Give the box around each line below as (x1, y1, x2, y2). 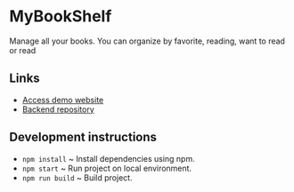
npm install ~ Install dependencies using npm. (21, 153, 195, 164)
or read (9, 44, 37, 55)
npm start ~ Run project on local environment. (21, 163, 192, 173)
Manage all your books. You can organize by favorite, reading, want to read (9, 36, 285, 46)
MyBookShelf (9, 6, 112, 27)
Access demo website (21, 94, 104, 105)
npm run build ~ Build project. (21, 172, 133, 183)
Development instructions (9, 130, 158, 145)
